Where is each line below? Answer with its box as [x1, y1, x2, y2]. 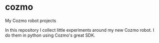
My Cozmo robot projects [5, 18, 56, 23]
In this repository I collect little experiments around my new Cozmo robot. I [5, 27, 155, 33]
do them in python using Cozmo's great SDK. [5, 32, 96, 38]
